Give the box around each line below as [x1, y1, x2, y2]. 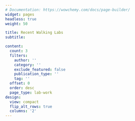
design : [5, 95, 21, 100]
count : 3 [9, 48, 28, 53]
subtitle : [5, 35, 26, 40]
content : [5, 44, 23, 49]
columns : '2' [9, 109, 37, 114]
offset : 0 [9, 81, 30, 86]
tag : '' [14, 76, 30, 81]
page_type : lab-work [9, 90, 52, 95]
